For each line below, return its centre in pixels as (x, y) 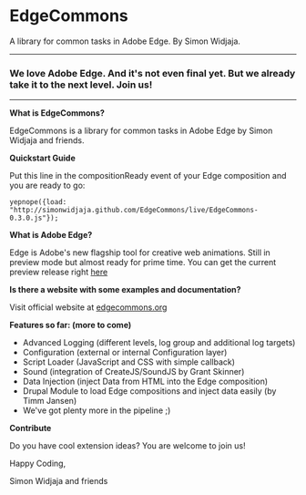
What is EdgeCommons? (57, 113)
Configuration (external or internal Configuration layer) (125, 353)
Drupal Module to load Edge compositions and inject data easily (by (149, 391)
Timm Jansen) (50, 401)
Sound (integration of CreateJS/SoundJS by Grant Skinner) (133, 372)
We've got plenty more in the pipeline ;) (97, 410)
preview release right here (59, 272)
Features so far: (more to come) (71, 325)
